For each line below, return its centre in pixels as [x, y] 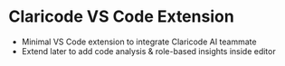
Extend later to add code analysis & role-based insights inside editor [149, 51]
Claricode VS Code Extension [121, 17]
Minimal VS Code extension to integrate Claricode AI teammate [139, 42]
